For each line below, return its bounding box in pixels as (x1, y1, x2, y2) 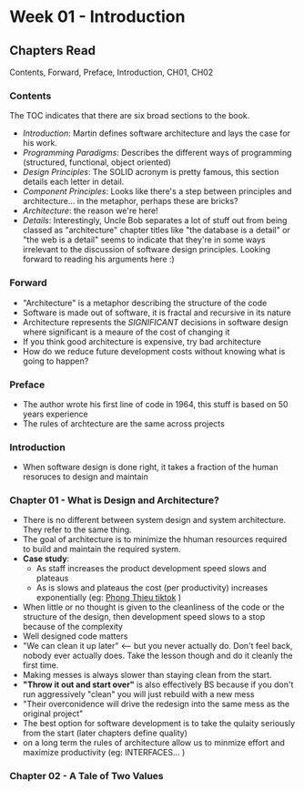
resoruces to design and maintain (22, 471, 148, 482)
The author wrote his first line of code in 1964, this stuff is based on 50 (22, 398, 289, 409)
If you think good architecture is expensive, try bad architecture (22, 335, 261, 347)
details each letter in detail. (22, 176, 125, 188)
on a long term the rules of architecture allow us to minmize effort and (22, 737, 285, 748)
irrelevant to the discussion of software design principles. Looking (22, 244, 271, 255)
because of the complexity (22, 621, 123, 632)
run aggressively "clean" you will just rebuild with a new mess (22, 689, 255, 700)
